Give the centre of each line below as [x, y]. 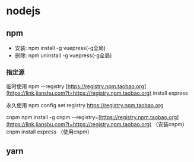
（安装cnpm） [170, 124]
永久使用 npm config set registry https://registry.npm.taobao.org [85, 105]
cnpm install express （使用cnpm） [50, 132]
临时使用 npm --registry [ [37, 86]
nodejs [23, 11]
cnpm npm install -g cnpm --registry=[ [53, 117]
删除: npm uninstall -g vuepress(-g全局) [63, 55]
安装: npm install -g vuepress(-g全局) [60, 48]
